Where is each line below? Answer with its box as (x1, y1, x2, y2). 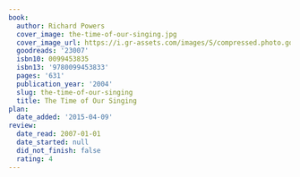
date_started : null (16, 138, 90, 147)
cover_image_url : (16, 38, 81, 47)
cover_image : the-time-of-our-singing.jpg (16, 29, 177, 38)
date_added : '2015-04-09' (16, 113, 114, 122)
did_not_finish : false (16, 146, 101, 155)
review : (8, 122, 38, 131)
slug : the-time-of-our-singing (16, 88, 133, 97)
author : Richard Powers (16, 21, 105, 30)
